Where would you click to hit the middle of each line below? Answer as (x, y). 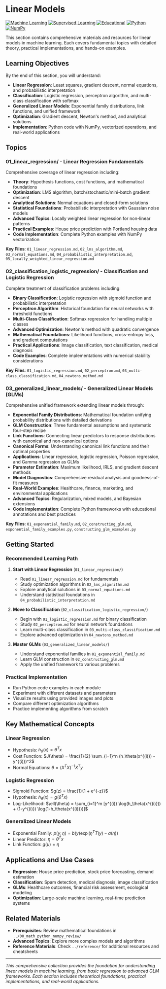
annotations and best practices (44, 514)
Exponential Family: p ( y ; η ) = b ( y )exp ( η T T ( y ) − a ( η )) (66, 833)
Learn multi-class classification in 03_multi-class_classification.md (90, 629)
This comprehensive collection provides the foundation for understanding (81, 965)
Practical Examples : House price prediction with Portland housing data (85, 229)
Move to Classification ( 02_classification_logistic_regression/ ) (80, 609)
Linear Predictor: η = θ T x (38, 839)
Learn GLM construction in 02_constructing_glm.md (72, 659)
